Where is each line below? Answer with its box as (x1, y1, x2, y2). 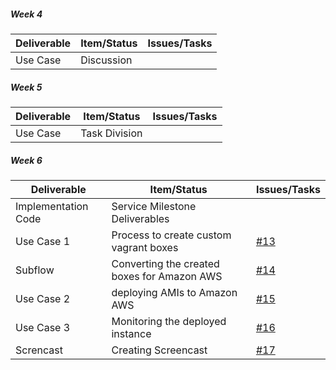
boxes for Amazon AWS (111, 269, 223, 283)
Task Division (80, 126, 143, 140)
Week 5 (10, 81, 43, 93)
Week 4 (10, 8, 43, 20)
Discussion (80, 53, 133, 67)
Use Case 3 (15, 320, 71, 334)
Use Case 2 (15, 291, 71, 305)
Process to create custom (111, 228, 232, 242)
